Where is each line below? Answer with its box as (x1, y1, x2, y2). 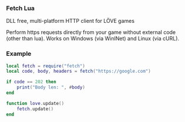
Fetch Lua (6, 4, 35, 12)
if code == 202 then (6, 79, 57, 85)
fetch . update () (16, 106, 54, 112)
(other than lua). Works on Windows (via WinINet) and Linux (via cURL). (6, 35, 180, 42)
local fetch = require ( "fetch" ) (6, 63, 85, 69)
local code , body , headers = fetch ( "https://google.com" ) (6, 69, 151, 74)
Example (6, 50, 32, 58)
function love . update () (6, 100, 65, 106)
